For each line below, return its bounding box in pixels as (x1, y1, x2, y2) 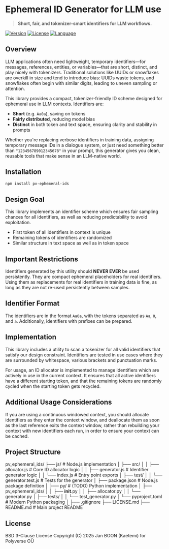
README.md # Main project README (5, 504, 83, 510)
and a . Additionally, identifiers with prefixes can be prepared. (5, 318, 133, 324)
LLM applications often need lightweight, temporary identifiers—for (5, 58, 146, 65)
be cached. (5, 433, 29, 439)
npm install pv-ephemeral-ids (5, 181, 70, 186)
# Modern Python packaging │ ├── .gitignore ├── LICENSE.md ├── (5, 499, 150, 505)
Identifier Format (5, 299, 60, 308)
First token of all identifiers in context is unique (12, 229, 111, 235)
